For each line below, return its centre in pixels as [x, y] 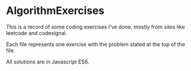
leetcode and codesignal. [37, 33]
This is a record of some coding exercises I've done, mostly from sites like [95, 27]
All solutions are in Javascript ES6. [48, 62]
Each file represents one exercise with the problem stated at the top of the [96, 44]
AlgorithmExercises [55, 11]
